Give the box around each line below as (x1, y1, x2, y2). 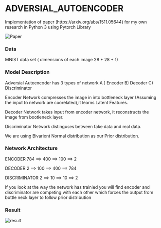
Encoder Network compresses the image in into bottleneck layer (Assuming (5, 94, 157, 100)
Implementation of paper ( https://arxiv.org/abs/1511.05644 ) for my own (5, 19, 147, 25)
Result (5, 207, 21, 213)
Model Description (5, 69, 50, 76)
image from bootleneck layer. (5, 114, 64, 120)
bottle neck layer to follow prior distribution (5, 195, 91, 200)
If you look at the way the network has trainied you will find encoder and (5, 184, 150, 190)
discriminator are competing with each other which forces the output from (5, 189, 154, 195)
